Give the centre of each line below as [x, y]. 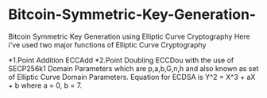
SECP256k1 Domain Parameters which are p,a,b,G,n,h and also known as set [133, 68]
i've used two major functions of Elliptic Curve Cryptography [107, 44]
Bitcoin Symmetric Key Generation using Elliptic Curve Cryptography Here [129, 36]
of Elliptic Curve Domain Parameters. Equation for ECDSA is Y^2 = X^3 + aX [132, 77]
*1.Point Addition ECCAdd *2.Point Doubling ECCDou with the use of [121, 60]
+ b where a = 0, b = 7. [45, 85]
